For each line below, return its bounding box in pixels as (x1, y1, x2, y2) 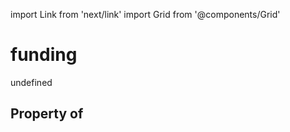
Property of (10, 105, 84, 123)
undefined (10, 76, 53, 88)
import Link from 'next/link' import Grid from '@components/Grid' (10, 9, 281, 20)
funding (10, 44, 78, 66)
